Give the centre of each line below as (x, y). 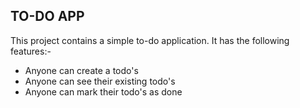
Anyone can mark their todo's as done (103, 91)
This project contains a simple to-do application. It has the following (150, 40)
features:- (31, 51)
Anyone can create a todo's (81, 70)
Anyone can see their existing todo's (100, 81)
